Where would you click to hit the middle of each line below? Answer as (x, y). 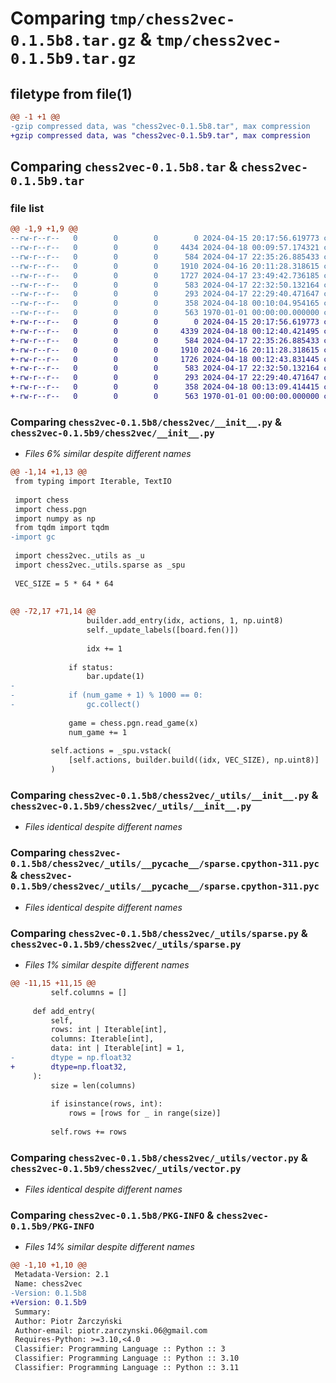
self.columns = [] (89, 992)
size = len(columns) (93, 1085)
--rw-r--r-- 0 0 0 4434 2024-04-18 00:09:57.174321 (165, 248)
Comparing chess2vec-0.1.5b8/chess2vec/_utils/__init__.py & (164, 795)
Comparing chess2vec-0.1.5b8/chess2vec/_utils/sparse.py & (159, 933)
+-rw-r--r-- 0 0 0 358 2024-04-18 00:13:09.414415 (165, 387)
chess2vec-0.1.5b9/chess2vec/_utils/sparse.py (126, 944)
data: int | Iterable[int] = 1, (118, 1048)
